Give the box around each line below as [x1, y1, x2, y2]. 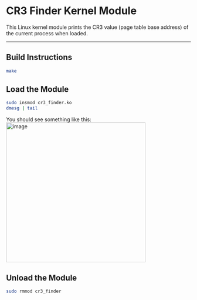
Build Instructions [6, 52, 73, 62]
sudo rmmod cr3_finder [6, 288, 62, 294]
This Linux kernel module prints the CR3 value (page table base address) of [6, 24, 189, 31]
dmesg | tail [6, 105, 38, 111]
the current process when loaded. [6, 29, 88, 36]
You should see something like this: [6, 116, 92, 123]
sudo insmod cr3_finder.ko [6, 100, 72, 106]
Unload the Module [6, 272, 77, 283]
